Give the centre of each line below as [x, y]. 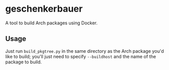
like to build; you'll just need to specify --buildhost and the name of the [81, 56]
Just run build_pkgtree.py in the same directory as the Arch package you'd [85, 51]
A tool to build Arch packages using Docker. [52, 23]
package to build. [23, 62]
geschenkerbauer [44, 9]
